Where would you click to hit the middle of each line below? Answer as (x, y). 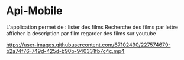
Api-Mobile (35, 11)
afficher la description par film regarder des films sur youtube (81, 33)
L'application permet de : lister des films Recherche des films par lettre (92, 27)
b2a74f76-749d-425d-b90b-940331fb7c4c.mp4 (66, 51)
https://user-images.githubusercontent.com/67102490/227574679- (88, 45)
